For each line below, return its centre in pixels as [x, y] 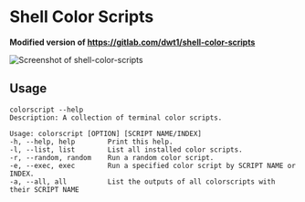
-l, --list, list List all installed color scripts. [126, 149]
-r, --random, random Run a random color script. [112, 157]
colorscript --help [47, 110]
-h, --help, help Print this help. [91, 142]
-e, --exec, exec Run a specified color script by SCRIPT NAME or [153, 165]
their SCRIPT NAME [44, 189]
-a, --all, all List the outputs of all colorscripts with [142, 181]
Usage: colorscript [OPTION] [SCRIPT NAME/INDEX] [106, 133]
